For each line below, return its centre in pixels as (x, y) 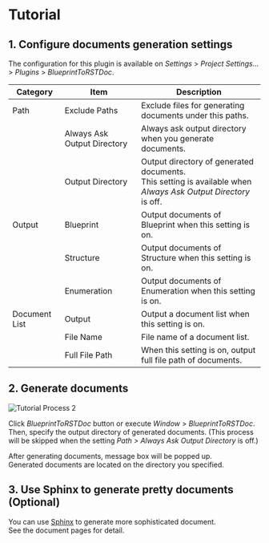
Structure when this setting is (196, 258)
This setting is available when (197, 182)
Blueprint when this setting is (196, 225)
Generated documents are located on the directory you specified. (116, 464)
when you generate (178, 138)
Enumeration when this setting (199, 291)
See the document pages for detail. (66, 530)
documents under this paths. (195, 115)
